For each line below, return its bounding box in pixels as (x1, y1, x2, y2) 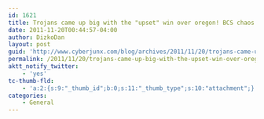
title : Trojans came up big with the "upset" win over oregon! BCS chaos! (8, 19, 258, 27)
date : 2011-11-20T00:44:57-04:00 (8, 26, 118, 34)
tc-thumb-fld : (8, 77, 55, 85)
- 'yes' (22, 70, 47, 78)
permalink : (8, 56, 44, 63)
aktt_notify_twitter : (8, 63, 79, 70)
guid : (8, 48, 26, 56)
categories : (8, 92, 47, 99)
